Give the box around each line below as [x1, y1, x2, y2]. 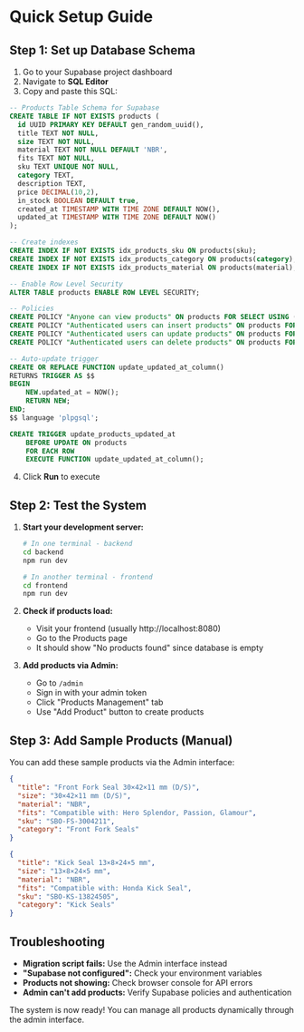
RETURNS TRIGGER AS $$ [9, 371, 95, 380]
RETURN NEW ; [25, 396, 71, 405]
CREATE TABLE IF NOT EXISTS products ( [9, 112, 160, 121]
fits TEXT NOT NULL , [17, 154, 95, 163]
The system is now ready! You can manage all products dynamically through [9, 1004, 294, 1015]
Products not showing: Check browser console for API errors [22, 977, 253, 988]
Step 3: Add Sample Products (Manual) [9, 733, 233, 748]
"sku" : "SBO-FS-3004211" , [17, 816, 116, 826]
